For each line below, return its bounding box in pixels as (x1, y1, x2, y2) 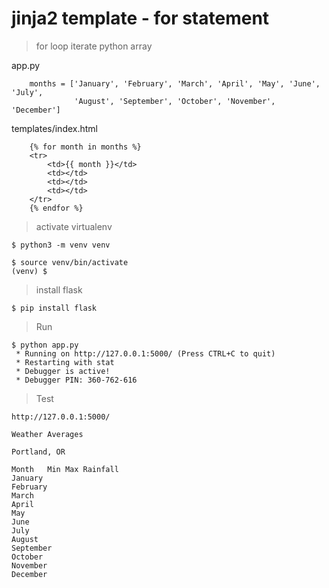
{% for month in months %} (29, 142, 142, 152)
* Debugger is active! (15, 366, 111, 376)
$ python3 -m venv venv (11, 240, 111, 250)
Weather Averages (11, 429, 84, 439)
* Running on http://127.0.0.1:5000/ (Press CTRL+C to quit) (15, 348, 276, 359)
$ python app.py (11, 340, 79, 350)
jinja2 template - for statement (11, 7, 270, 30)
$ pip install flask (11, 303, 98, 313)
